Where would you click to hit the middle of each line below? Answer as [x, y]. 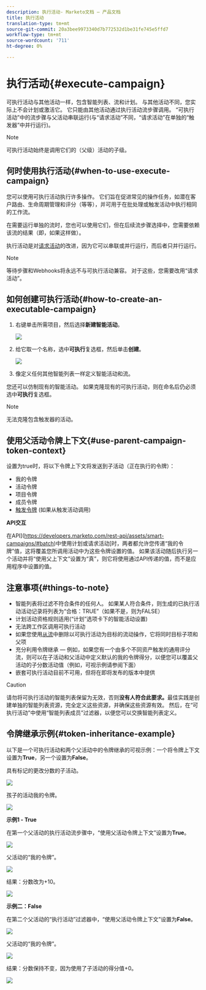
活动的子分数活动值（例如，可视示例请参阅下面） [77, 665]
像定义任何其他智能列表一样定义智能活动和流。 [74, 374]
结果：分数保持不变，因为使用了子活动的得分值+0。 [72, 968]
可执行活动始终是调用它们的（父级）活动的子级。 [68, 150]
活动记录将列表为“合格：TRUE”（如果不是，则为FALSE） [92, 611]
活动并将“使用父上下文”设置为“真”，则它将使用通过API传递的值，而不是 [101, 559]
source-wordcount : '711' [38, 40]
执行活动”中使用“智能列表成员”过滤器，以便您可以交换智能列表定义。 [93, 713]
